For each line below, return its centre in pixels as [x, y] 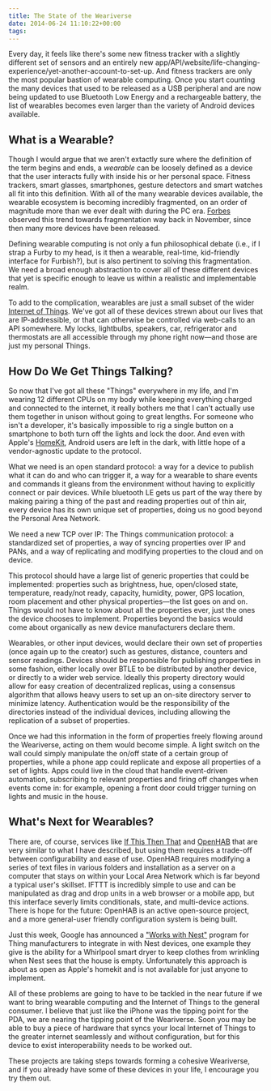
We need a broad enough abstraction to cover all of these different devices [133, 270]
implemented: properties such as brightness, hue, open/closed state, [123, 584]
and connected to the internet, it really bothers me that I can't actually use [132, 408]
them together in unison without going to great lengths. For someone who [131, 417]
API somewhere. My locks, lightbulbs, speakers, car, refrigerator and [123, 328]
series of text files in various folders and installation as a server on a [122, 867]
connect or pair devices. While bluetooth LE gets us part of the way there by [135, 492]
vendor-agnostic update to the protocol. [75, 451]
